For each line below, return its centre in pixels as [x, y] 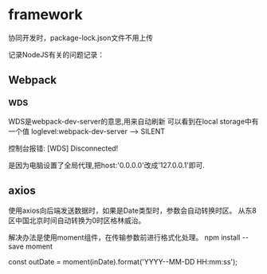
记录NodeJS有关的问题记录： [57, 54]
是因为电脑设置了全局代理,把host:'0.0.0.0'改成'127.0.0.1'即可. [107, 165]
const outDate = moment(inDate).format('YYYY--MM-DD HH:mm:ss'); [123, 262]
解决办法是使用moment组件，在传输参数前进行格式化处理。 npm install [124, 237]
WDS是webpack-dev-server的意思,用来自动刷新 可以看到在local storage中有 [133, 121]
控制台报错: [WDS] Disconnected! [63, 148]
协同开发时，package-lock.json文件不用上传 [81, 37]
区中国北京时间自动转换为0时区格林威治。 [77, 221]
